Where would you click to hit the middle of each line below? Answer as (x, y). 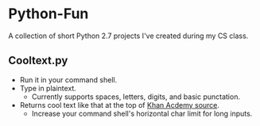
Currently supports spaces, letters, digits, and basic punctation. (136, 97)
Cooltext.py (38, 61)
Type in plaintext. (48, 88)
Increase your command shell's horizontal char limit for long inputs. (142, 113)
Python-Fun (49, 14)
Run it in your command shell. (68, 79)
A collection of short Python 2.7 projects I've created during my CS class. (128, 36)
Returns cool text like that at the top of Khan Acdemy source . (120, 105)
